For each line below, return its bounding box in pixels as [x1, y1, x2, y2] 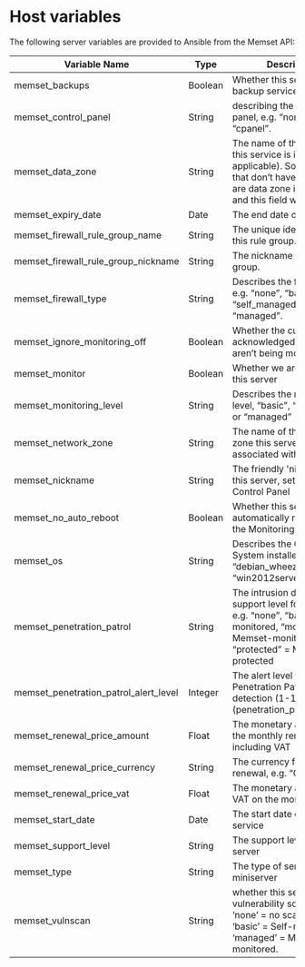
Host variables [9, 6, 122, 27]
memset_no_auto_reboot [14, 511, 120, 524]
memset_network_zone [14, 436, 113, 449]
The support [231, 834, 285, 846]
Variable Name [64, 57, 130, 70]
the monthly [231, 729, 283, 742]
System [231, 548, 265, 561]
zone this [231, 436, 271, 449]
